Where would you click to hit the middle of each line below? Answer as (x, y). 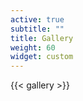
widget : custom (42, 57)
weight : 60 (33, 47)
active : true (37, 19)
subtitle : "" (37, 29)
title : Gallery (42, 38)
